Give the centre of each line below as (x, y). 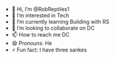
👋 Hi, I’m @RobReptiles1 (40, 9)
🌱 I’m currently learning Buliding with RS (60, 22)
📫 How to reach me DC (40, 35)
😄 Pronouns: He (32, 43)
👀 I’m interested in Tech (40, 15)
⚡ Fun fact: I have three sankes (49, 50)
